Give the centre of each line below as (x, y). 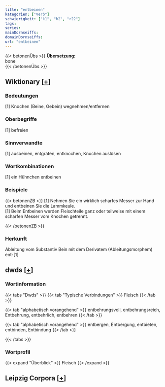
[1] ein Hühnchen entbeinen (33, 177)
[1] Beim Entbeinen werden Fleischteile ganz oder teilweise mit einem (75, 211)
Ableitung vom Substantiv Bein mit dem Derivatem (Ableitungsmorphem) (79, 249)
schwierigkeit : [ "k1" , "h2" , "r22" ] (43, 19)
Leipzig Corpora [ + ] (36, 378)
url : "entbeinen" (23, 42)
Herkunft (16, 239)
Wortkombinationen (30, 166)
